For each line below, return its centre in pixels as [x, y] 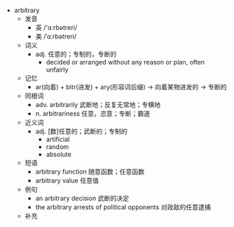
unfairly [57, 70]
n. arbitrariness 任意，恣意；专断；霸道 [93, 113]
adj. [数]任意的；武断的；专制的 [81, 131]
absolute [59, 154]
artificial [58, 139]
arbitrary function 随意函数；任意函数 [90, 172]
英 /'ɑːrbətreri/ [56, 27]
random [57, 147]
